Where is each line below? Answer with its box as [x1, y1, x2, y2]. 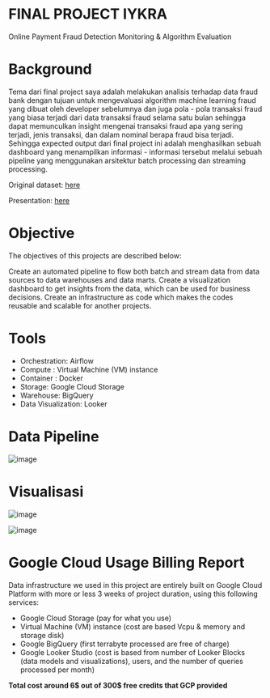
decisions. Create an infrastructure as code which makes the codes [8, 292, 234, 302]
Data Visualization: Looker [19, 398, 108, 409]
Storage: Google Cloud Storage [19, 381, 125, 391]
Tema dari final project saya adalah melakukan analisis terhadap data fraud [8, 87, 259, 96]
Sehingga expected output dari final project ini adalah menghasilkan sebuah [8, 138, 261, 148]
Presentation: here [8, 195, 70, 205]
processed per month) [19, 665, 95, 675]
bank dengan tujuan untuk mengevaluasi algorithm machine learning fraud [8, 95, 256, 105]
